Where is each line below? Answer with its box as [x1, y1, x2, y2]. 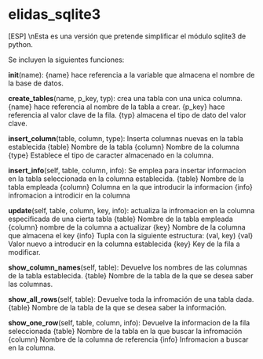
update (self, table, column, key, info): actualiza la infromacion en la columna [8, 205, 255, 215]
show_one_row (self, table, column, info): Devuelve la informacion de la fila [8, 317, 250, 327]
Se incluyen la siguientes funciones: [8, 55, 125, 64]
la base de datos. [8, 78, 64, 88]
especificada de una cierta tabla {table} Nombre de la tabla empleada [8, 214, 233, 223]
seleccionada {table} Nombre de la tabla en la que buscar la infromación [8, 326, 243, 335]
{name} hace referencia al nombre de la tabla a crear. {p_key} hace [8, 102, 225, 111]
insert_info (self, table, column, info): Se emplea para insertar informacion [8, 165, 247, 175]
